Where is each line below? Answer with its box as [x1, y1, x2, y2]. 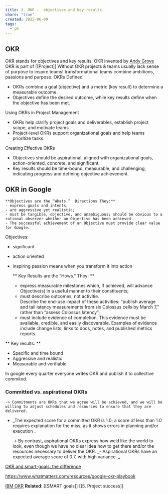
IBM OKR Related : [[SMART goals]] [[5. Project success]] [5, 483, 124, 489]
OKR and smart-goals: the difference [5, 463, 81, 470]
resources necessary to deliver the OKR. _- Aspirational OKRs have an [12, 448, 157, 455]
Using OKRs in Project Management [5, 109, 79, 116]
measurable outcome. [12, 89, 58, 95]
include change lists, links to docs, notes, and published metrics [20, 325, 152, 331]
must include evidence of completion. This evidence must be [20, 315, 146, 321]
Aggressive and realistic [12, 355, 63, 361]
